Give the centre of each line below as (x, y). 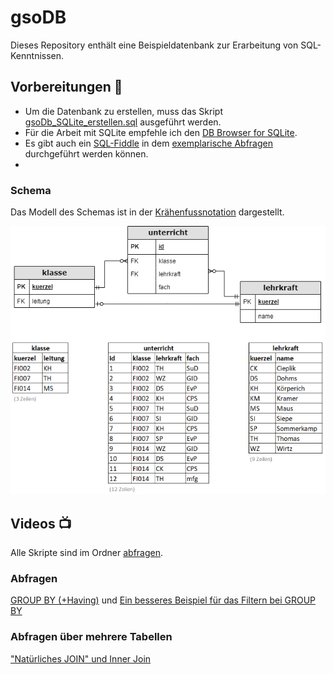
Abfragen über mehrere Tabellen (91, 637)
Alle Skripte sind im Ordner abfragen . (87, 553)
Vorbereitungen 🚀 (66, 87)
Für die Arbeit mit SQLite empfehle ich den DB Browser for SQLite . (161, 132)
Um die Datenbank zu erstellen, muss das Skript (123, 111)
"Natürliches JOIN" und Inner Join (81, 658)
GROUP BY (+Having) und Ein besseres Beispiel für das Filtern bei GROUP (163, 600)
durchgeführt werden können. (86, 153)
